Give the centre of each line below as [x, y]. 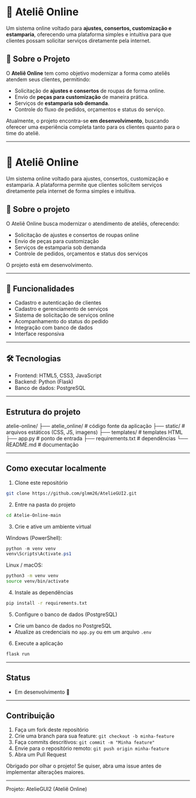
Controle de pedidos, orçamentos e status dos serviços [81, 254]
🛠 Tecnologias [34, 359]
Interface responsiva [39, 334]
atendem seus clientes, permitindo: [48, 79]
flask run [18, 654]
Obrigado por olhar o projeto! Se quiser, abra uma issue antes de [84, 766]
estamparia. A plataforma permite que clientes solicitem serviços [84, 184]
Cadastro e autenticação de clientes [58, 303]
